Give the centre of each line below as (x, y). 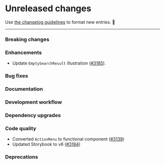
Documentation (24, 89)
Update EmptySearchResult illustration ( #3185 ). (59, 63)
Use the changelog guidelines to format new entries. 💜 (60, 22)
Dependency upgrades (33, 115)
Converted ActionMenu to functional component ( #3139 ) (68, 139)
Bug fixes (17, 76)
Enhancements (24, 52)
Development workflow (34, 102)
